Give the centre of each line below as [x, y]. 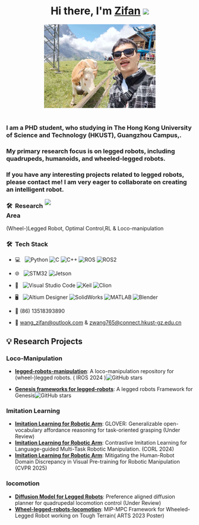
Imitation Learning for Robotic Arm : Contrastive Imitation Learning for [101, 443]
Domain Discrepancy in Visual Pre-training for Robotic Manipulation [97, 462]
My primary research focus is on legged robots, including [91, 151]
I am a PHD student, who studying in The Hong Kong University [99, 127]
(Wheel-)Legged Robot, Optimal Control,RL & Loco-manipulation [85, 228]
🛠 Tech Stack [27, 244]
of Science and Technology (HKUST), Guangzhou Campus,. [94, 135]
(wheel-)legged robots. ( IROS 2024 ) [60, 377]
